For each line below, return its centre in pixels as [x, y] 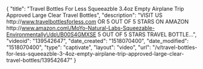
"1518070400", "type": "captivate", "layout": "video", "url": [79, 47]
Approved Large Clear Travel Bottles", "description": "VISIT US [84, 15]
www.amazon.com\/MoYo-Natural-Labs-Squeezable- [88, 28]
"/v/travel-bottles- [175, 47]
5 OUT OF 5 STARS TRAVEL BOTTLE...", [147, 34]
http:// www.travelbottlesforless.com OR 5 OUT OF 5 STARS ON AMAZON [98, 21]
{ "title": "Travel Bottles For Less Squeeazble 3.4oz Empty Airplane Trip [95, 9]
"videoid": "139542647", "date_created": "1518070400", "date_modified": [98, 41]
